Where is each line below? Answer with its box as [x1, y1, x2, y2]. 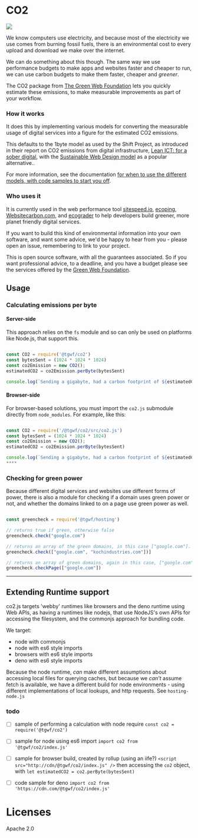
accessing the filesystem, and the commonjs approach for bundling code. [6, 615, 185, 622]
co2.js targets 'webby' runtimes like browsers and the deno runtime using [6, 603, 185, 610]
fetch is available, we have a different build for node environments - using [6, 681, 185, 688]
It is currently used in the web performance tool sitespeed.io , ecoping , [6, 205, 177, 213]
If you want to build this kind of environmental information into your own [6, 229, 181, 236]
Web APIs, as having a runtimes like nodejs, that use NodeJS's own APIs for [6, 609, 190, 616]
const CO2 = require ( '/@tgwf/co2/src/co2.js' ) [6, 427, 123, 433]
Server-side [6, 316, 37, 323]
